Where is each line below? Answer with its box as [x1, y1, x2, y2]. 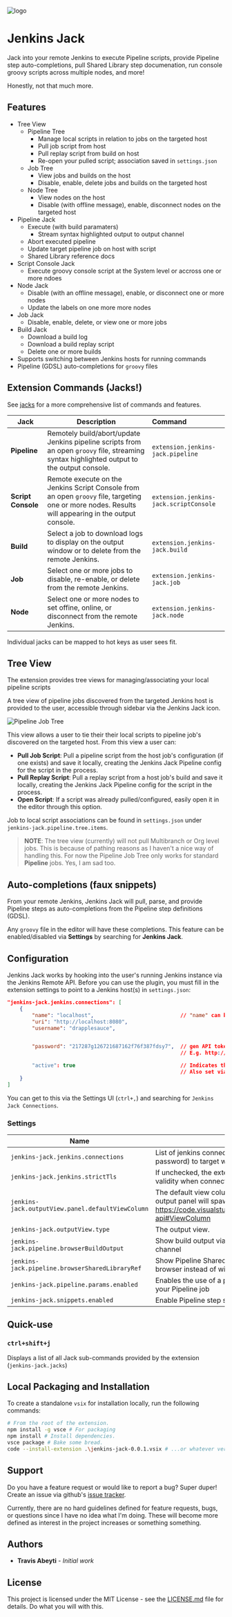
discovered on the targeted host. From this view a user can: [7, 738, 177, 746]
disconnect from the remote [47, 611, 138, 621]
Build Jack [17, 325, 48, 333]
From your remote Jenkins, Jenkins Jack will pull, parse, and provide [7, 898, 202, 906]
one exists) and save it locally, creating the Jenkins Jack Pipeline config [17, 759, 222, 767]
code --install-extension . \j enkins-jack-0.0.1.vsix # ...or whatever [7, 1445, 215, 1453]
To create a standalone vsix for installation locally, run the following [7, 1399, 200, 1408]
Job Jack [17, 311, 44, 319]
